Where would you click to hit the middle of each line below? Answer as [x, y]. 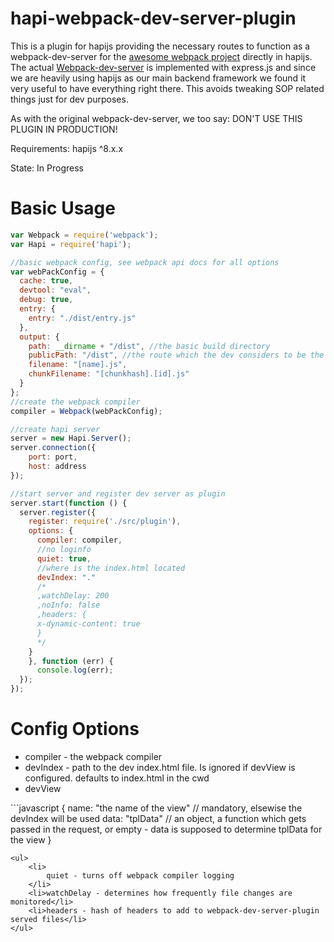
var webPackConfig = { [57, 272]
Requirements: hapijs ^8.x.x [67, 148]
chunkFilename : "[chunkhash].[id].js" [109, 374]
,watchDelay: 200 [73, 596]
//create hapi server [55, 429]
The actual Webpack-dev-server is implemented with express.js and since [163, 67]
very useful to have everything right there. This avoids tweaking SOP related [167, 88]
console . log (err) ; [75, 670]
